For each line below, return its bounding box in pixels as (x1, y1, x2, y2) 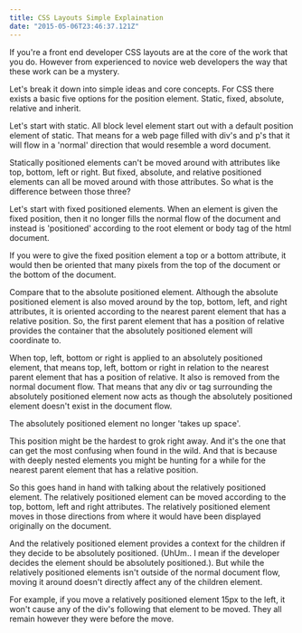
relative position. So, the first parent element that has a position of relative (9, 315, 285, 326)
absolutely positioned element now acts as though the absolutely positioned (9, 390, 293, 401)
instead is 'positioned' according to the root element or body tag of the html (9, 223, 292, 234)
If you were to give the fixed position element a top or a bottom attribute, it (9, 250, 287, 261)
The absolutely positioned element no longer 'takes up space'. (9, 417, 241, 428)
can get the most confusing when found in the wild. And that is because (9, 445, 278, 456)
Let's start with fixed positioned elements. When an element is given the (9, 203, 278, 214)
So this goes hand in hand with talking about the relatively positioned (9, 482, 267, 493)
